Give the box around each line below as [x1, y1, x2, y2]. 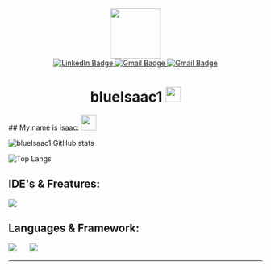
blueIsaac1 [90, 88, 163, 106]
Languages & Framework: [8, 222, 140, 235]
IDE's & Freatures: [8, 177, 101, 191]
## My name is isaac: [8, 123, 79, 132]
